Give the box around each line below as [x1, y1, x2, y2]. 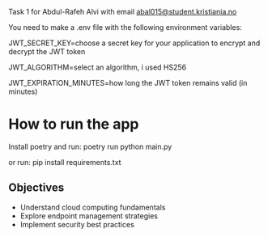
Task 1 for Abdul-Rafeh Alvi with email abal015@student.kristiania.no [8, 7, 237, 16]
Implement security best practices [19, 219, 135, 229]
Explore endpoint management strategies [19, 210, 158, 221]
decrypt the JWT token [8, 47, 86, 56]
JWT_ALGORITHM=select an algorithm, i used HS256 [8, 62, 187, 72]
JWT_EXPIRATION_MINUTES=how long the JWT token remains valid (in [8, 78, 248, 87]
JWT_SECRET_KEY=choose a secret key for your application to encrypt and [8, 38, 261, 48]
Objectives [8, 181, 65, 195]
